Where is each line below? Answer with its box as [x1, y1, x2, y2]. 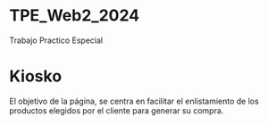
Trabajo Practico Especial [9, 35, 104, 46]
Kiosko [9, 66, 63, 87]
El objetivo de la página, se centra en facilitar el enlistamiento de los [9, 96, 259, 106]
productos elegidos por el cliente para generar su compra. [9, 104, 224, 116]
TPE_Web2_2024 [9, 5, 140, 26]
